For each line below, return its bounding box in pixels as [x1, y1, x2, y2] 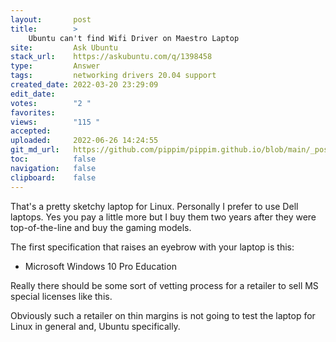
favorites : [10, 107, 56, 118]
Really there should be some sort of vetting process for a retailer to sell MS [10, 279, 319, 291]
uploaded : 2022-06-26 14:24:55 [10, 136, 159, 146]
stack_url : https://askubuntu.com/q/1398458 [10, 52, 213, 62]
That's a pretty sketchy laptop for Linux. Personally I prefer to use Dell [10, 200, 299, 212]
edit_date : [10, 89, 56, 99]
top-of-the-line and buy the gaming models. [10, 221, 192, 233]
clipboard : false [10, 172, 97, 183]
